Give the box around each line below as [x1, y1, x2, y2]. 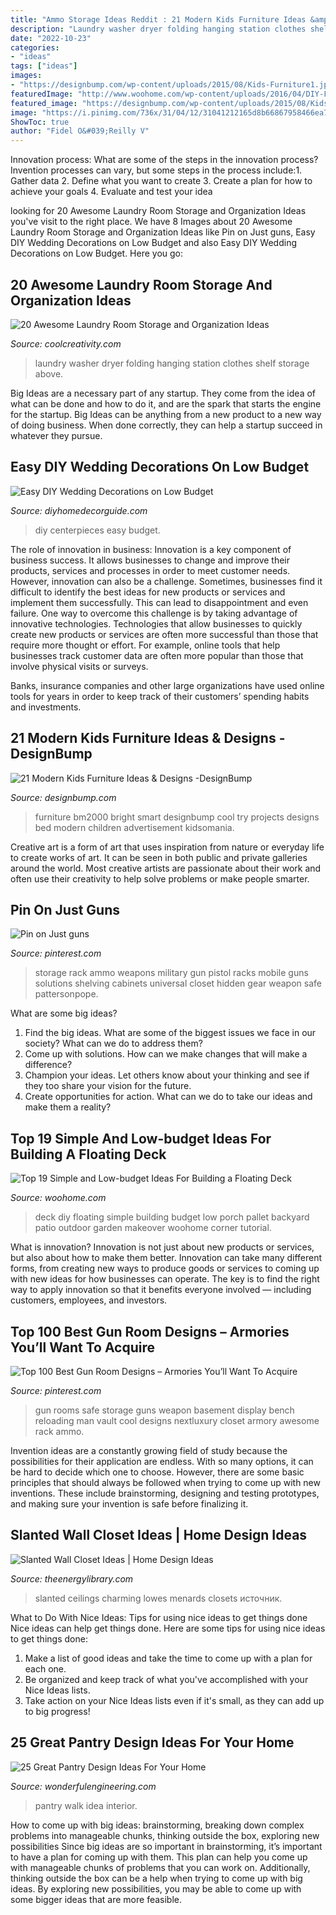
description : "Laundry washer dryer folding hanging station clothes [10, 24, 307, 34]
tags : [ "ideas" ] [10, 61, 78, 71]
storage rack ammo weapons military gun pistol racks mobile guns [34, 967, 309, 979]
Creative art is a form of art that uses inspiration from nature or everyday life [10, 841, 325, 853]
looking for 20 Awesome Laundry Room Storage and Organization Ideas [10, 205, 307, 217]
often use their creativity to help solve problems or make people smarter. [10, 872, 310, 885]
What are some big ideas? [10, 1007, 118, 1020]
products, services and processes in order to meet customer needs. [10, 564, 291, 576]
